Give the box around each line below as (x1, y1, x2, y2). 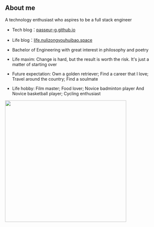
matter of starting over (12, 61, 57, 67)
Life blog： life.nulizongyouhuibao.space (12, 37, 93, 43)
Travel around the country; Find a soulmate (12, 76, 98, 82)
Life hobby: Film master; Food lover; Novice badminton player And (12, 85, 144, 91)
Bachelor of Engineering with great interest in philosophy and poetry (12, 47, 149, 52)
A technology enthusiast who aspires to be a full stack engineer (5, 17, 132, 22)
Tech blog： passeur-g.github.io (12, 27, 76, 33)
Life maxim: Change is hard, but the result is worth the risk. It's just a (12, 56, 149, 62)
